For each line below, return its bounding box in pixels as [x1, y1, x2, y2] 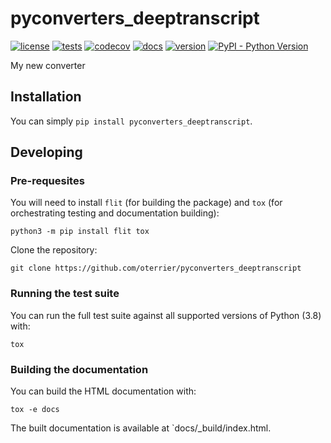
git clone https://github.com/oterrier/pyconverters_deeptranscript [10, 263, 302, 274]
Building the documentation [10, 362, 149, 376]
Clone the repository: [10, 244, 98, 256]
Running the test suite [10, 287, 120, 301]
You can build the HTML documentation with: [10, 385, 197, 397]
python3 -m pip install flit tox [10, 227, 150, 237]
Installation [10, 88, 82, 106]
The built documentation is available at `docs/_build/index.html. [10, 422, 272, 434]
